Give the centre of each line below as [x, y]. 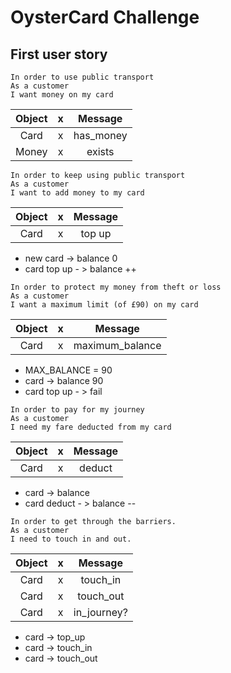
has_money [100, 135]
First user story [59, 54]
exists [100, 151]
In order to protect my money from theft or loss [116, 287]
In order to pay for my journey [77, 410]
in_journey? [100, 612]
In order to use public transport [82, 77]
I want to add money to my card [77, 193]
